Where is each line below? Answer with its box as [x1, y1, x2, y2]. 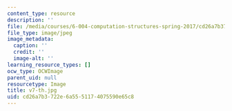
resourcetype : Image [7, 81, 67, 88]
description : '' [7, 17, 54, 23]
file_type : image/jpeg [7, 29, 72, 37]
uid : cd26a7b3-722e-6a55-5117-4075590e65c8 [7, 94, 135, 101]
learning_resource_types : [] [7, 61, 91, 68]
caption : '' [13, 42, 48, 49]
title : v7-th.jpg [7, 87, 57, 94]
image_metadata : [7, 36, 54, 43]
